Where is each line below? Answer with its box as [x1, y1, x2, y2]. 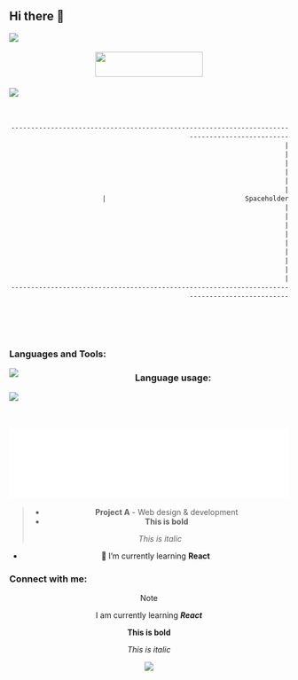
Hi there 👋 [9, 9, 65, 24]
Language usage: [134, 371, 212, 384]
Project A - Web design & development [95, 507, 239, 518]
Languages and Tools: [9, 348, 106, 360]
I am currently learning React [96, 610, 202, 621]
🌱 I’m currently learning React [100, 551, 210, 561]
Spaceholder [245, 194, 289, 203]
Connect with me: [9, 573, 88, 585]
